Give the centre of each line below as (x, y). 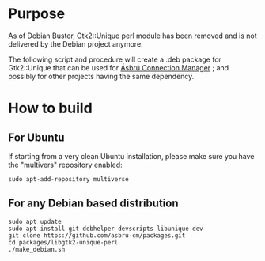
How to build (50, 108)
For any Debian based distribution (93, 204)
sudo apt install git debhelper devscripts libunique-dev (106, 229)
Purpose (37, 14)
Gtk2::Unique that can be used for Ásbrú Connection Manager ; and (119, 67)
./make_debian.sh (37, 249)
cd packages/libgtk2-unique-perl (63, 242)
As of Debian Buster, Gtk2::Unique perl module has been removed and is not (132, 36)
